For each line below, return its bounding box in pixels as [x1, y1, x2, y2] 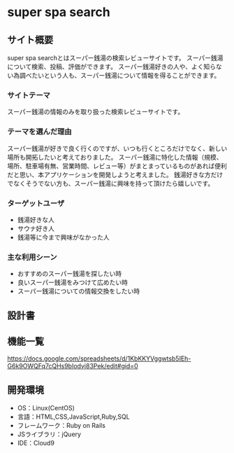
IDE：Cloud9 [17, 439, 54, 447]
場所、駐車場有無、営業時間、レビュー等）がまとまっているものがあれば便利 [7, 162, 227, 170]
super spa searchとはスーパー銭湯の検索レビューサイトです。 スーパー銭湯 [7, 54, 224, 62]
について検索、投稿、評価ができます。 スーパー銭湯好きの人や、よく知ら [7, 62, 217, 71]
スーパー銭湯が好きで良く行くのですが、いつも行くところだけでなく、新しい [7, 144, 228, 153]
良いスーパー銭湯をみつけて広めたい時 [17, 278, 128, 287]
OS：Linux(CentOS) [17, 404, 75, 412]
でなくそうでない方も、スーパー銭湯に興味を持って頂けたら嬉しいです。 [7, 179, 214, 188]
